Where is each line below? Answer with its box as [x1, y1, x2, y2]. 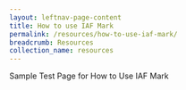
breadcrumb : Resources [9, 37, 94, 47]
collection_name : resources [9, 46, 114, 55]
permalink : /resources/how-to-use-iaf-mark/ [9, 29, 178, 38]
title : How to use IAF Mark [9, 21, 114, 30]
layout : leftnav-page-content [9, 12, 123, 22]
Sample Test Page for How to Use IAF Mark [9, 70, 169, 81]
